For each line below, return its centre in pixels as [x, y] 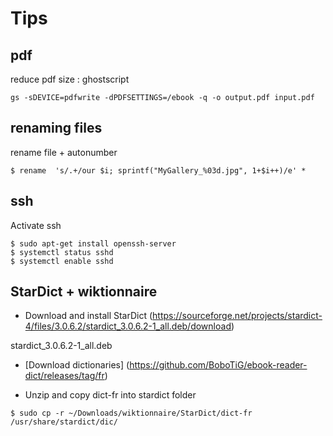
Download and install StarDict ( [88, 316]
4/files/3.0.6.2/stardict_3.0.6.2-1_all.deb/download [128, 326]
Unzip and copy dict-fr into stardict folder [110, 395]
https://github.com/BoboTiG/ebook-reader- [218, 365]
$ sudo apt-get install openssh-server [93, 243]
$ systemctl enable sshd [62, 261]
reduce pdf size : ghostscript [70, 79]
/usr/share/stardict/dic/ [64, 422]
